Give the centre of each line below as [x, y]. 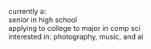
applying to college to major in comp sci [74, 28]
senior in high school [43, 20]
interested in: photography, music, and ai [76, 36]
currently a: [27, 11]
